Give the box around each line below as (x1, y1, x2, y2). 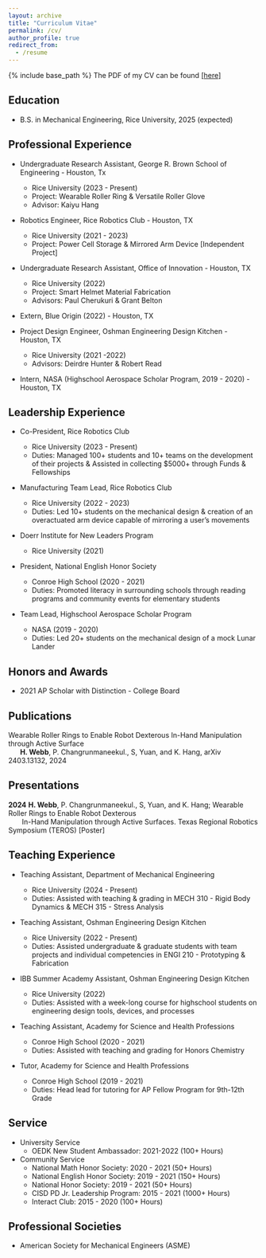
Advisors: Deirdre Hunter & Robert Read (31, 359, 163, 368)
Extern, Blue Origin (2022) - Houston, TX (19, 311, 154, 320)
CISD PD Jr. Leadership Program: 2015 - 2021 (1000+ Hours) (31, 1188, 230, 1197)
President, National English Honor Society (19, 562, 157, 571)
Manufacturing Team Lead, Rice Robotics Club (19, 483, 172, 492)
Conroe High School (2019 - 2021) (31, 1076, 144, 1086)
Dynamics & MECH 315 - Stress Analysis (31, 902, 164, 911)
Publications (8, 709, 72, 723)
